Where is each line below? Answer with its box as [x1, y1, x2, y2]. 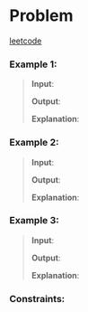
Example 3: [9, 214, 60, 227]
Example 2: [9, 137, 59, 149]
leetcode [9, 35, 42, 46]
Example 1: [9, 58, 57, 71]
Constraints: [9, 292, 66, 305]
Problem [9, 5, 74, 26]
